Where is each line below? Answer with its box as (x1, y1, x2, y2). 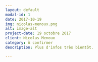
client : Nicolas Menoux (5, 36, 56, 41)
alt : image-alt (5, 26, 37, 31)
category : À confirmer (5, 40, 53, 45)
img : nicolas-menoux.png (5, 21, 58, 27)
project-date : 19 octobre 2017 (5, 31, 71, 36)
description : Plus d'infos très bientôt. (5, 45, 94, 50)
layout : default (5, 7, 39, 13)
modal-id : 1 (5, 12, 30, 17)
